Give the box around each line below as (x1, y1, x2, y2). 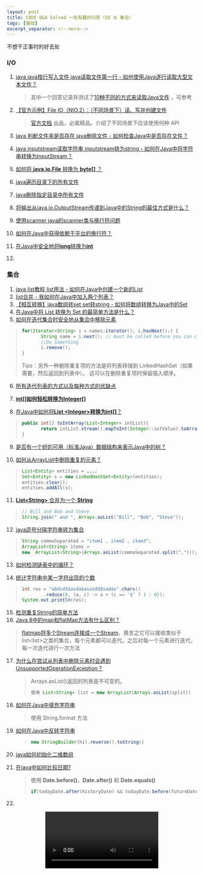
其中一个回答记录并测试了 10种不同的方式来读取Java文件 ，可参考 (30, 93, 192, 100)
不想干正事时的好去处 (7, 43, 60, 50)
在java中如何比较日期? (15, 764, 71, 771)
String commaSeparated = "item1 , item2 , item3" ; (21, 538, 152, 544)
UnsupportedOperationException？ (15, 665, 103, 672)
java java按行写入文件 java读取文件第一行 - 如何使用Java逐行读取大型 (15, 73, 188, 80)
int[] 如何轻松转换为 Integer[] (15, 395, 86, 403)
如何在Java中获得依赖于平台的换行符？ (15, 229, 113, 236)
